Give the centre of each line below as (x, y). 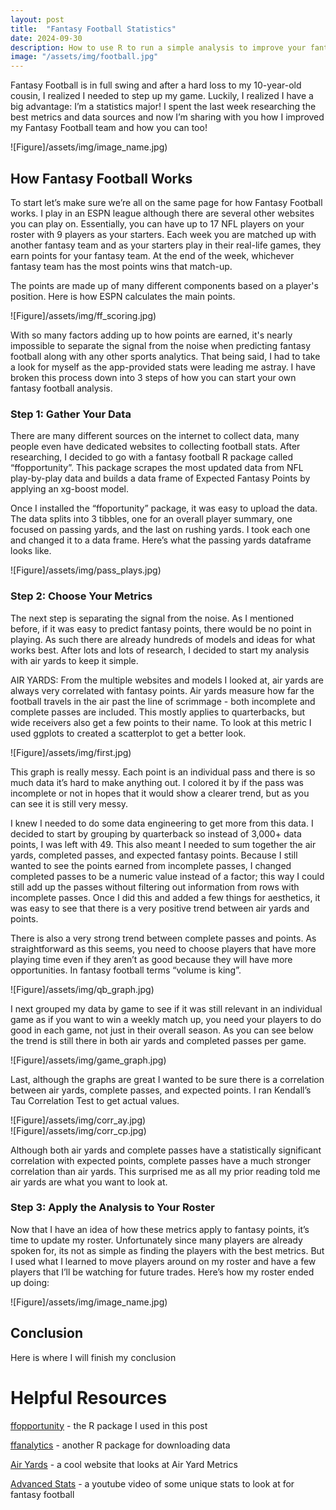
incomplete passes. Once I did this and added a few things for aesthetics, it (165, 897)
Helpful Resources (89, 1397)
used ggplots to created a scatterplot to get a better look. (128, 733)
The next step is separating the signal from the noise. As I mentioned (152, 618)
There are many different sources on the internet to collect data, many (155, 436)
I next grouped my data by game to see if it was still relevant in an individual (166, 1008)
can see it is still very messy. (69, 803)
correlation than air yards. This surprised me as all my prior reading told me (165, 1171)
